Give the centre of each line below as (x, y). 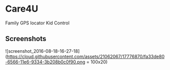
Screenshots (26, 39)
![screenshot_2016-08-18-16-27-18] (42, 51)
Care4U (22, 9)
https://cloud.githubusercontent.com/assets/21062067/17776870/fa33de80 (86, 56)
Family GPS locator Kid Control (37, 23)
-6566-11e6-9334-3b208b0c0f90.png (45, 62)
